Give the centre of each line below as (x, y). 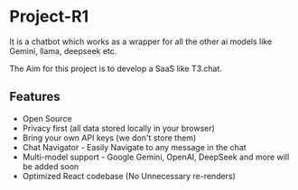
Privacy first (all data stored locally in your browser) (118, 128)
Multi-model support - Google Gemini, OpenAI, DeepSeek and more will (156, 157)
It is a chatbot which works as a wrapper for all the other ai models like (141, 41)
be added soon (51, 166)
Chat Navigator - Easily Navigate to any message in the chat (134, 147)
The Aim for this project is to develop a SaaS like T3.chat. (116, 68)
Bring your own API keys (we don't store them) (109, 138)
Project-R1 (49, 17)
